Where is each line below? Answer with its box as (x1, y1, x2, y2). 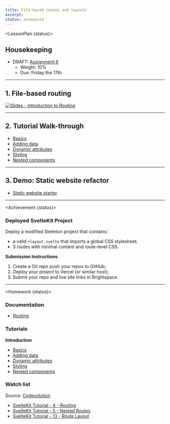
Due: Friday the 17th (20, 69, 62, 76)
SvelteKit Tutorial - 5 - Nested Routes (12, 407, 91, 413)
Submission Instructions (5, 253, 58, 259)
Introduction (5, 337, 32, 343)
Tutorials (5, 325, 28, 332)
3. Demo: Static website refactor (5, 176, 110, 185)
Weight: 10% (20, 64, 47, 70)
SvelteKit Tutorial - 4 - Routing (12, 402, 76, 408)
